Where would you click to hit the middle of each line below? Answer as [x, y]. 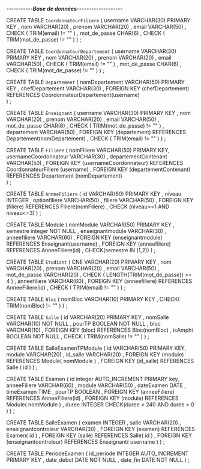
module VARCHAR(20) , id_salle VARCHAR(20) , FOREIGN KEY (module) [95, 354]
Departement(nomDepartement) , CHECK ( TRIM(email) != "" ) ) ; [86, 138]
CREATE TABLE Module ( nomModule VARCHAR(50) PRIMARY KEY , [91, 225]
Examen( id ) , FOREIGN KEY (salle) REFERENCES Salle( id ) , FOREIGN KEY [99, 435]
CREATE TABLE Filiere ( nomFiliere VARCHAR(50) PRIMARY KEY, [88, 150]
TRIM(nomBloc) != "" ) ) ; [37, 306]
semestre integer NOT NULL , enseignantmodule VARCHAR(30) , [86, 231]
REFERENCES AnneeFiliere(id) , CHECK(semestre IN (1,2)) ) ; [81, 250]
